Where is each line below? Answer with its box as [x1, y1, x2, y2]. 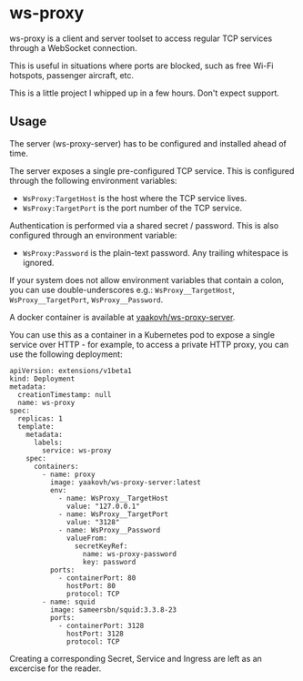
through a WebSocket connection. [9, 42, 138, 53]
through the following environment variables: [9, 175, 177, 186]
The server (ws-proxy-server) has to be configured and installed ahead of [9, 137, 287, 148]
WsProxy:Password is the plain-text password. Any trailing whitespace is [22, 247, 288, 258]
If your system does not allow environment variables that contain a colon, [9, 274, 285, 285]
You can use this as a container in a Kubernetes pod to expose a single [9, 329, 276, 340]
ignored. [22, 257, 55, 268]
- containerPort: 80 [57, 573, 136, 583]
